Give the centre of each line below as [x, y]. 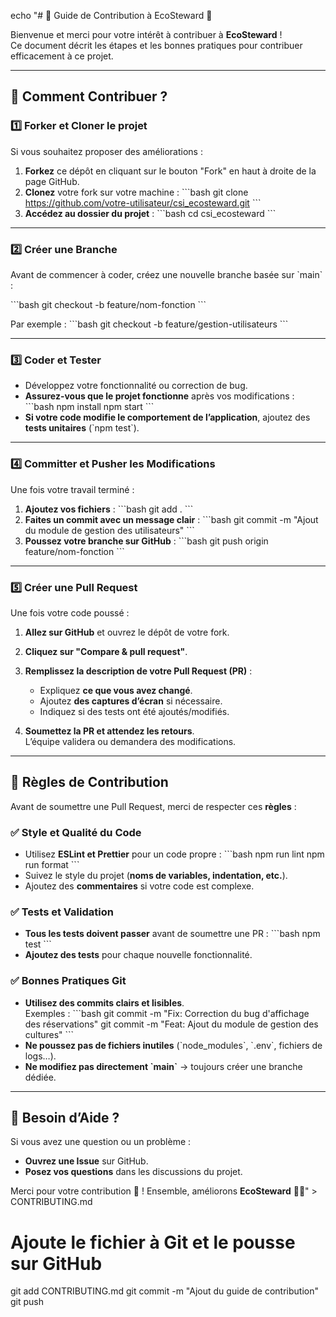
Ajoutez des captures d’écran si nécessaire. [131, 701]
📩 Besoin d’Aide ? [65, 1117]
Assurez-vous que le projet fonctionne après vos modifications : [159, 396]
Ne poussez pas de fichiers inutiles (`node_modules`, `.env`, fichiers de [173, 1045]
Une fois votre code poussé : [70, 612]
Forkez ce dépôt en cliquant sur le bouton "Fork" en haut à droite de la [170, 171]
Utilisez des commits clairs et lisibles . [104, 1002]
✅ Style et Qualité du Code [76, 832]
